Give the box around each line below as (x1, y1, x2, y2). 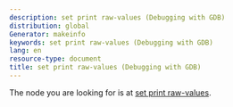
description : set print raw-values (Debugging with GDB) (9, 12, 226, 22)
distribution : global (9, 21, 90, 30)
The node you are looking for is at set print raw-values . (9, 86, 212, 98)
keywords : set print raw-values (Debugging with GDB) (9, 37, 214, 47)
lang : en (9, 46, 42, 55)
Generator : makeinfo (9, 29, 87, 38)
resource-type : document (9, 54, 102, 63)
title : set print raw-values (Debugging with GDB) (9, 63, 202, 72)
